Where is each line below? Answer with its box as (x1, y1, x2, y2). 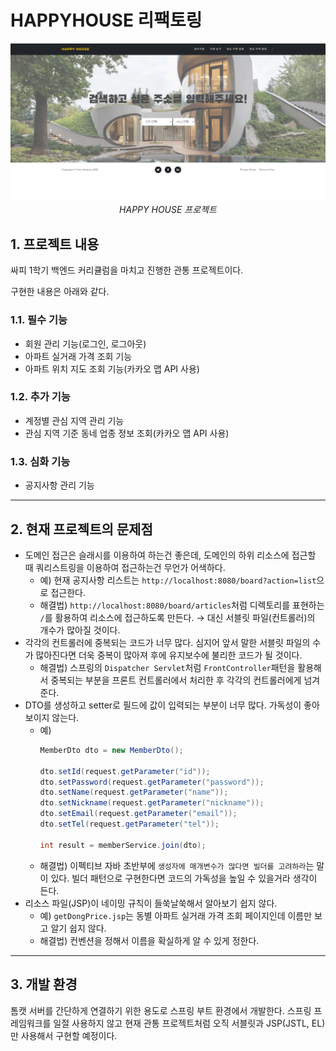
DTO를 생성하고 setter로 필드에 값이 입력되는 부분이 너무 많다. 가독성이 (24, 699, 302, 711)
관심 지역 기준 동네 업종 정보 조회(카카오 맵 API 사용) (24, 427, 230, 439)
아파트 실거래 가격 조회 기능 (24, 350, 133, 362)
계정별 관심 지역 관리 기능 (24, 414, 125, 426)
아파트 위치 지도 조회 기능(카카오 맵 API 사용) (24, 362, 200, 375)
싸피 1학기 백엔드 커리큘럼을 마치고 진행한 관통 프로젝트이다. (10, 264, 244, 276)
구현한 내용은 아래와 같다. (10, 286, 110, 298)
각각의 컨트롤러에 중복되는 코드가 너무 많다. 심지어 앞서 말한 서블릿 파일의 (24, 636, 311, 648)
